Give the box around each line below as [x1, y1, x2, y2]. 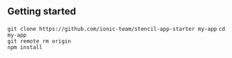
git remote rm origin [7, 38, 72, 45]
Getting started [7, 6, 77, 17]
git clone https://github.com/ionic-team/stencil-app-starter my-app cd [7, 25, 226, 32]
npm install [7, 43, 43, 51]
